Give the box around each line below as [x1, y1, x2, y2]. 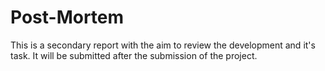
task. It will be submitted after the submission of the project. [10, 49, 258, 61]
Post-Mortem [10, 6, 125, 29]
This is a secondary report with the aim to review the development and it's [10, 39, 316, 51]
